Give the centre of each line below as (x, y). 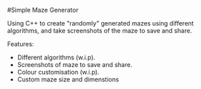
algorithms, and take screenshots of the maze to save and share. (100, 31)
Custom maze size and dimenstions (68, 79)
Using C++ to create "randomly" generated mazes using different (101, 23)
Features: (21, 44)
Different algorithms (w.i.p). (56, 57)
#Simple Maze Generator (43, 10)
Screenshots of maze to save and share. (75, 65)
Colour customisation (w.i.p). (58, 72)
